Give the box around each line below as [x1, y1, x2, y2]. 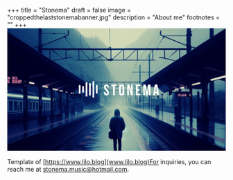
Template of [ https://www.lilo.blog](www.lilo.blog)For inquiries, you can [7, 158, 212, 165]
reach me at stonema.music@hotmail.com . [7, 165, 130, 173]
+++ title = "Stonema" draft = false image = [7, 6, 132, 14]
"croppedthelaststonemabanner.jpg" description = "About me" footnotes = [7, 13, 221, 21]
